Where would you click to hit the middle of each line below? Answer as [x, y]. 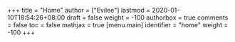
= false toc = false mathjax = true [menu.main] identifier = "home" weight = [118, 25]
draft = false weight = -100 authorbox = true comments [147, 17]
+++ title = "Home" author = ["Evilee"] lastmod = [79, 10]
